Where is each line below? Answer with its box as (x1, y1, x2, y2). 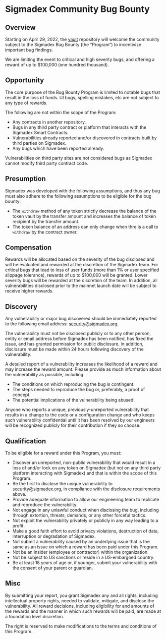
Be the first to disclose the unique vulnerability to (12, 481, 113, 487)
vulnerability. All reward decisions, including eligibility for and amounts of (5, 603, 155, 609)
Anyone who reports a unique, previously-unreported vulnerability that (5, 407, 149, 412)
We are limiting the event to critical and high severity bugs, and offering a (5, 57, 155, 62)
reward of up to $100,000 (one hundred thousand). (5, 62, 109, 67)
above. (12, 491, 27, 497)
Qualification (5, 437, 46, 445)
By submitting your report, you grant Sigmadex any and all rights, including (5, 592, 158, 598)
